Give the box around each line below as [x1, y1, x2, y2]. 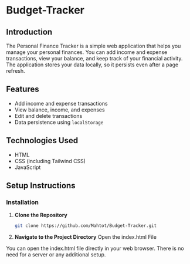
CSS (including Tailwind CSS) [14, 157, 86, 164]
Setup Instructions [6, 181, 76, 191]
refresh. [6, 67, 25, 74]
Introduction [6, 27, 53, 37]
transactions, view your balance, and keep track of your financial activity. [6, 55, 183, 62]
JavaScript [14, 164, 41, 171]
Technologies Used [6, 136, 78, 145]
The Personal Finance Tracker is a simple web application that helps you [6, 42, 181, 49]
